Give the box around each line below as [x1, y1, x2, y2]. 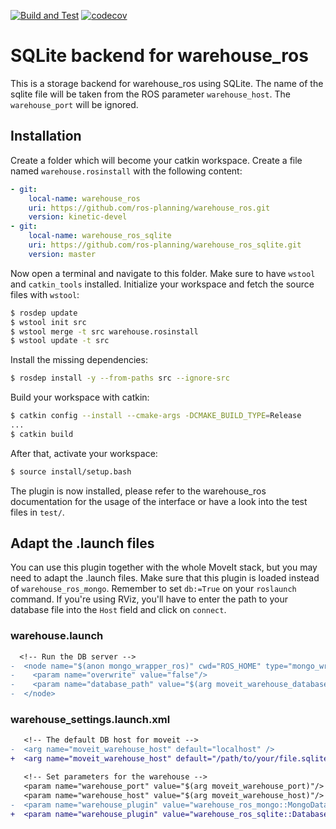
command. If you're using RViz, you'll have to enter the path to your [10, 593, 288, 605]
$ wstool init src [10, 317, 87, 327]
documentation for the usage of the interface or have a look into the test [10, 495, 308, 507]
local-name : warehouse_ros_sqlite [28, 231, 172, 241]
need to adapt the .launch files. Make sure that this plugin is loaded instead [10, 572, 320, 584]
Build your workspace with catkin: [10, 391, 150, 404]
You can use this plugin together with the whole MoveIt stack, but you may [10, 561, 318, 574]
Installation [10, 128, 82, 145]
